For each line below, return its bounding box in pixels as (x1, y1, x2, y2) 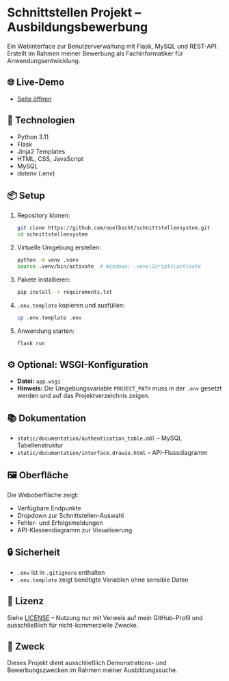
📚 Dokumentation (7, 412, 87, 424)
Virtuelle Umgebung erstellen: (16, 243, 101, 251)
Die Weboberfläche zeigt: (7, 491, 79, 499)
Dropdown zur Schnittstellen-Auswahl (16, 511, 124, 519)
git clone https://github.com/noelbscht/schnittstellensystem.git (16, 225, 211, 232)
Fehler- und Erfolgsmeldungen (16, 519, 104, 527)
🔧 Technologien (7, 114, 75, 126)
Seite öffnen (16, 95, 52, 103)
